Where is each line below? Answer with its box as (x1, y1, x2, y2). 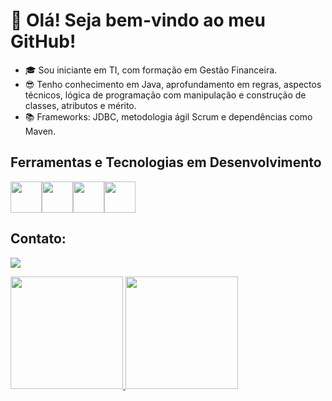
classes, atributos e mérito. (24, 99, 137, 111)
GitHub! (10, 30, 77, 53)
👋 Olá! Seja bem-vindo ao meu (10, 9, 266, 32)
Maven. (24, 125, 57, 137)
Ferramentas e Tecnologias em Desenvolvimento (10, 154, 322, 171)
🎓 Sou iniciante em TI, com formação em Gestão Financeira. (24, 64, 278, 76)
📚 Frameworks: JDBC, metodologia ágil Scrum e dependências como (24, 110, 313, 123)
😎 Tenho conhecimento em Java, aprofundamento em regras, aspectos (24, 78, 322, 90)
